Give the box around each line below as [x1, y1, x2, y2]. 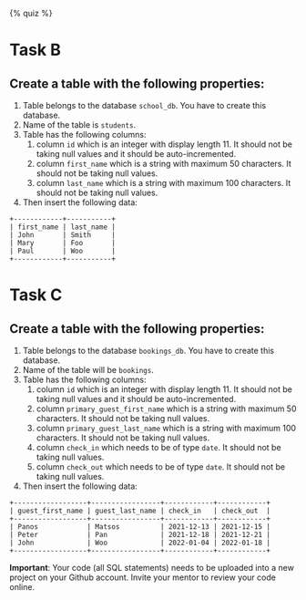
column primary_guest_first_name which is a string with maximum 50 [36, 403, 297, 414]
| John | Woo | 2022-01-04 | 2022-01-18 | [9, 538, 271, 547]
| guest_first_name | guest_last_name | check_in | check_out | [9, 506, 271, 515]
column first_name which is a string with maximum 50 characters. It [36, 159, 291, 169]
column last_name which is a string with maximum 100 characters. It [36, 178, 291, 188]
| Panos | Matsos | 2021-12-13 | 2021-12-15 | [9, 522, 271, 532]
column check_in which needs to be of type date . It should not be [36, 442, 281, 452]
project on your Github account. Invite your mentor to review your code [9, 572, 276, 583]
